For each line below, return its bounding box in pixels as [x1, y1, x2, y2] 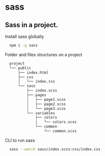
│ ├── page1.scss [26, 97, 66, 102]
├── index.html [17, 70, 49, 75]
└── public [9, 65, 31, 70]
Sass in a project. [5, 21, 58, 29]
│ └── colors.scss [35, 120, 77, 125]
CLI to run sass [5, 137, 35, 143]
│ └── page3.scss [26, 106, 66, 111]
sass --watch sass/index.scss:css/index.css [9, 147, 101, 152]
